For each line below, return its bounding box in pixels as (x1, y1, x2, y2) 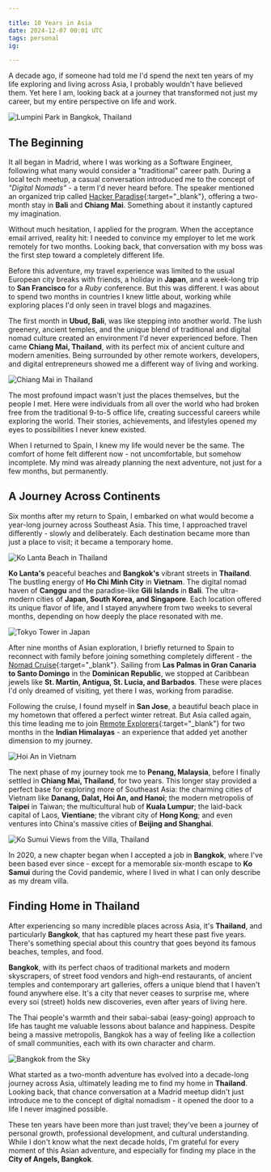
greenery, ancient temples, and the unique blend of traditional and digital (8, 325, 251, 334)
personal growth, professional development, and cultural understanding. (8, 1128, 249, 1138)
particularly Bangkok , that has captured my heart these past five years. (8, 929, 247, 939)
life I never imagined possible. (8, 1104, 108, 1114)
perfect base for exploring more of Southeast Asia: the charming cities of (8, 784, 252, 794)
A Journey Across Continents (8, 490, 161, 503)
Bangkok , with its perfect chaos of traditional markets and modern (8, 962, 231, 972)
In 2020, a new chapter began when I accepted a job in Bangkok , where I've (8, 850, 264, 860)
